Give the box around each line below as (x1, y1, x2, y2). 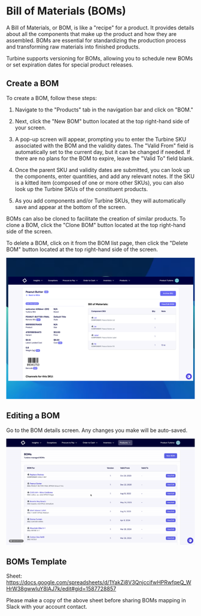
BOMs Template (6, 556, 67, 567)
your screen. (14, 124, 47, 131)
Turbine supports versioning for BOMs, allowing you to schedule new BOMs (6, 55, 193, 62)
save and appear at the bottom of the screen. (14, 203, 127, 210)
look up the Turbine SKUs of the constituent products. (14, 185, 148, 192)
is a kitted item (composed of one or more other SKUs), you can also (14, 179, 184, 186)
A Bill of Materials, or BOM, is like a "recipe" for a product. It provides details (6, 24, 194, 31)
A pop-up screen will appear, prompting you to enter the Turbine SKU (14, 135, 187, 143)
